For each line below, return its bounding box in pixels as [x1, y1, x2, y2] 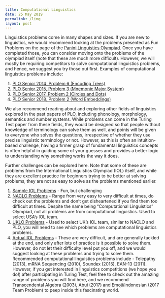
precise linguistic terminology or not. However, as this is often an [5, 137, 136, 143]
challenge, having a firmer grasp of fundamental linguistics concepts [19, 142, 159, 148]
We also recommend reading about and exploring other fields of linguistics [5, 106, 157, 112]
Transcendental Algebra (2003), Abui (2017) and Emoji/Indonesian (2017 [12, 282, 159, 288]
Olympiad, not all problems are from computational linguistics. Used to [12, 209, 155, 215]
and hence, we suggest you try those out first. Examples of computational [5, 66, 155, 72]
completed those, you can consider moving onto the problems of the [5, 50, 144, 56]
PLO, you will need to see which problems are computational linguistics [12, 225, 157, 231]
